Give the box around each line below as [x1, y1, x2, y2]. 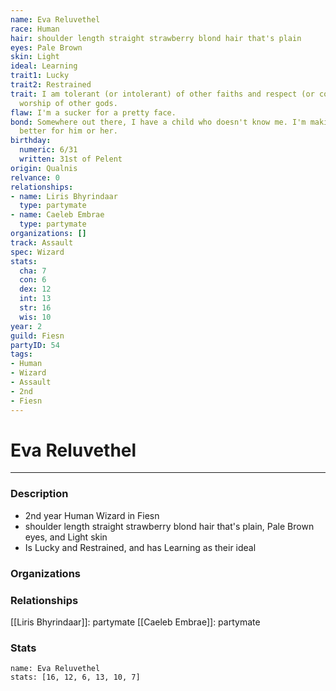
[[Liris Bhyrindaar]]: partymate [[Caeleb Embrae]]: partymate [10, 616, 261, 628]
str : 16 [19, 303, 52, 313]
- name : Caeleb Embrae [10, 210, 105, 220]
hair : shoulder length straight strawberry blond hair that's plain [10, 33, 302, 43]
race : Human [10, 24, 60, 34]
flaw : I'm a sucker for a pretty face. [10, 107, 177, 118]
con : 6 [19, 275, 47, 285]
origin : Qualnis [10, 163, 78, 173]
